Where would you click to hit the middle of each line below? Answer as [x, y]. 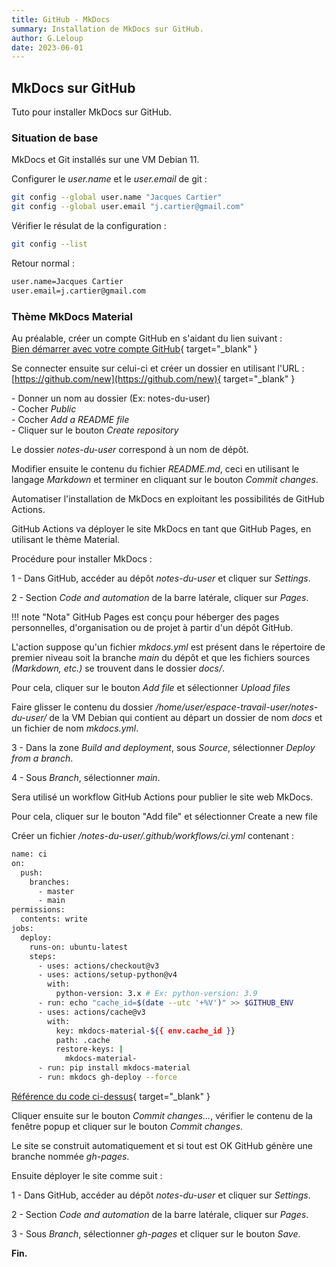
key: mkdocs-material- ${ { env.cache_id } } [145, 1031]
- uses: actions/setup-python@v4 [107, 975]
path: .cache [83, 1040]
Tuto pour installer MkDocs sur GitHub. [91, 112]
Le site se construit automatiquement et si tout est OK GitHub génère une [162, 1145]
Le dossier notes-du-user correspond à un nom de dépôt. [130, 450]
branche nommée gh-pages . [70, 1156]
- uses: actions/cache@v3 [91, 1012]
